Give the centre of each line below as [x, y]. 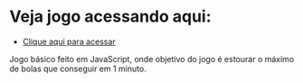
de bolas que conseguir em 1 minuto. [78, 69]
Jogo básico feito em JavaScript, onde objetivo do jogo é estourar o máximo [152, 59]
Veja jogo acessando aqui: [110, 17]
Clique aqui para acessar [69, 41]
